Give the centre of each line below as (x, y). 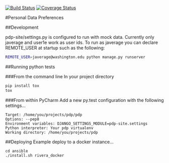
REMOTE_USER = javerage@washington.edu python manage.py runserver (75, 57)
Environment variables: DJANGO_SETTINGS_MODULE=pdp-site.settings (76, 124)
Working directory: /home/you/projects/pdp (52, 132)
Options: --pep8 (22, 119)
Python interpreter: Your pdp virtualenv (49, 128)
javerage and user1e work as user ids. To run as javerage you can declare (81, 42)
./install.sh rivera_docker (35, 155)
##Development (22, 27)
